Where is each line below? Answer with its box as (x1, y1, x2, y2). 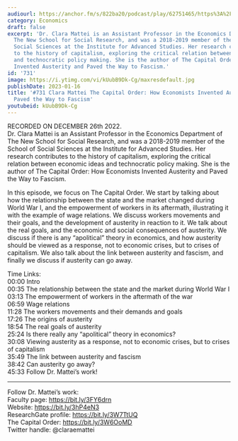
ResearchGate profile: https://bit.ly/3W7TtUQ (7, 410, 138, 418)
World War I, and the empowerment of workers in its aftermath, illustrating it (7, 203, 229, 212)
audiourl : (7, 10, 37, 18)
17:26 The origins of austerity (7, 314, 93, 323)
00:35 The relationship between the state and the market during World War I (7, 285, 230, 293)
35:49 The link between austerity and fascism (7, 352, 142, 361)
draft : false (7, 23, 46, 30)
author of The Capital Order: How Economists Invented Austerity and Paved (7, 167, 228, 176)
